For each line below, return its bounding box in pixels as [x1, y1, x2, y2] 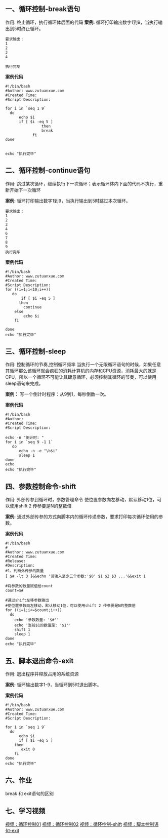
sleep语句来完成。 [5, 380, 44, 386]
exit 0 [21, 747, 35, 752]
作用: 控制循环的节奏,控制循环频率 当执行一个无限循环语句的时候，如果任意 [5, 362, 161, 368]
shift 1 [14, 627, 30, 632]
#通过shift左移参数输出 [5, 598, 50, 603]
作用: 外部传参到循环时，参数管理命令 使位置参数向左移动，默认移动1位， [5, 497, 157, 503]
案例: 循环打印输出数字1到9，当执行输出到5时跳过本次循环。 [5, 197, 131, 204]
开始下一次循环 [9, 187, 41, 193]
